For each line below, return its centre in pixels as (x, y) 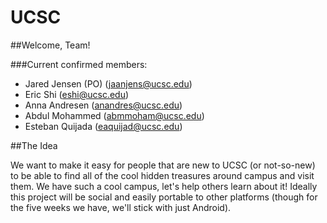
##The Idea (34, 145)
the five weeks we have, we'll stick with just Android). (121, 207)
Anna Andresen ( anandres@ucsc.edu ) (103, 105)
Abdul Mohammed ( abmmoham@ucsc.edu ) (114, 115)
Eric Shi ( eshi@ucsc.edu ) (77, 94)
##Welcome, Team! (50, 45)
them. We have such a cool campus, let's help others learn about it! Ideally (164, 186)
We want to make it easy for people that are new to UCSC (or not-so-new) (163, 165)
